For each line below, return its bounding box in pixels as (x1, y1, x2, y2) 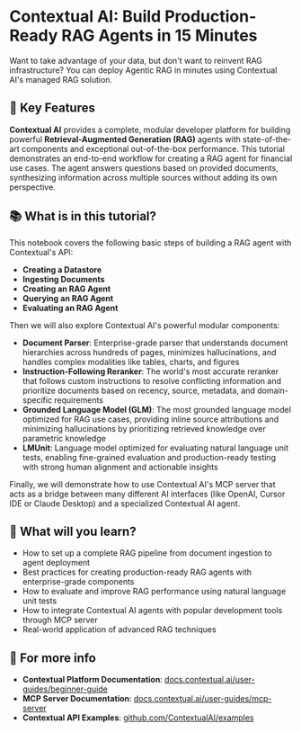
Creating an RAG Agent (22, 283, 111, 294)
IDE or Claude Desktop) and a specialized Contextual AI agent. (9, 497, 241, 509)
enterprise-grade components (22, 576, 135, 587)
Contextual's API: (9, 246, 74, 257)
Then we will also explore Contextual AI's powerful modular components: (9, 319, 280, 330)
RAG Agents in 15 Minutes (61, 25, 258, 46)
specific (22, 394, 52, 406)
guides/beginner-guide (22, 683, 108, 694)
